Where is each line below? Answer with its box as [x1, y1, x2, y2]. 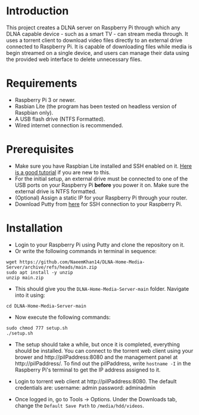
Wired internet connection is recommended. [14, 121, 123, 129]
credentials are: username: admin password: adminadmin [14, 384, 156, 391]
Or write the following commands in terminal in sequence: [14, 247, 157, 254]
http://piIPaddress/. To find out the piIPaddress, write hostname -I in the [14, 359, 191, 367]
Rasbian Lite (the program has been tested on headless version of [14, 103, 177, 110]
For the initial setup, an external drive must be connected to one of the [14, 175, 188, 182]
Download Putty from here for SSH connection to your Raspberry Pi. [14, 200, 183, 207]
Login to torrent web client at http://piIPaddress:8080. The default [14, 377, 177, 385]
